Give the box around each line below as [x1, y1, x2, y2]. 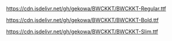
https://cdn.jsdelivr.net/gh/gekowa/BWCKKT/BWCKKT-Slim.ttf [6, 28, 158, 35]
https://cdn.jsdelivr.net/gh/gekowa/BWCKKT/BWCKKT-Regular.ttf [6, 5, 166, 12]
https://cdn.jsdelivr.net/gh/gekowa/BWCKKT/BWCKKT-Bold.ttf [6, 17, 159, 23]
